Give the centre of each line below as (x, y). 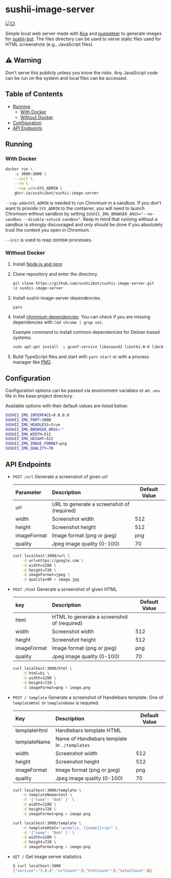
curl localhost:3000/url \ (41, 556)
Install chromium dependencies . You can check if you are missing (81, 317)
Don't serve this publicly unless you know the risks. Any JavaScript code (81, 72)
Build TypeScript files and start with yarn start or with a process (81, 357)
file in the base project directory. (39, 396)
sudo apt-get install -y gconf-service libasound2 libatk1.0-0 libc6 (88, 347)
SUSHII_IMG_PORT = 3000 (28, 420)
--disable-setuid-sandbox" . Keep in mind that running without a (91, 219)
